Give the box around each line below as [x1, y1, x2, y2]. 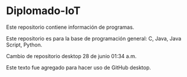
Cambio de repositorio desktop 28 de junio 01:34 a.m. [6, 52, 137, 59]
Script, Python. [6, 41, 42, 48]
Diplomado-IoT [6, 4, 81, 18]
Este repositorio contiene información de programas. [6, 24, 134, 31]
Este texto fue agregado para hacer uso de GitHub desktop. [6, 63, 152, 71]
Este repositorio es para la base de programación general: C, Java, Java [6, 35, 182, 42]
